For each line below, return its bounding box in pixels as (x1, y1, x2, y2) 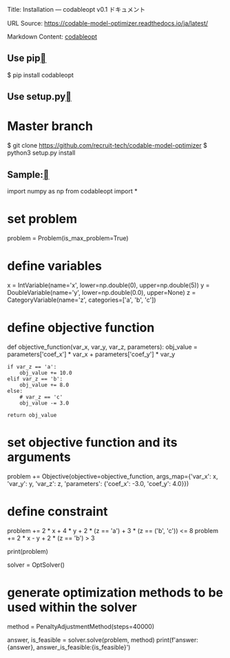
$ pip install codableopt (7, 70, 74, 79)
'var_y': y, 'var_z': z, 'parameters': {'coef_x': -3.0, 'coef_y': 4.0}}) (7, 479, 189, 487)
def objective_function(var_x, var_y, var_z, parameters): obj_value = (7, 342, 198, 351)
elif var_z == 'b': (7, 375, 63, 383)
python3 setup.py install (7, 148, 76, 157)
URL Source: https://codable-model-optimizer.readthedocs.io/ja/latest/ (7, 19, 209, 27)
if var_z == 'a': (7, 363, 57, 370)
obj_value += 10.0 (19, 369, 72, 376)
